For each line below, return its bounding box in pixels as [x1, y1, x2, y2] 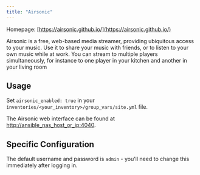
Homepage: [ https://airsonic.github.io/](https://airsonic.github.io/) [6, 26, 171, 33]
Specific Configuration [6, 139, 94, 149]
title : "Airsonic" [6, 9, 53, 15]
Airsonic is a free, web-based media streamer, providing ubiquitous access [6, 37, 195, 44]
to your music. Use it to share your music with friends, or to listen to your [6, 44, 189, 51]
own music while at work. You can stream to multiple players [6, 50, 158, 58]
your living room [6, 63, 47, 70]
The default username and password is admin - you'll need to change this [6, 156, 190, 163]
